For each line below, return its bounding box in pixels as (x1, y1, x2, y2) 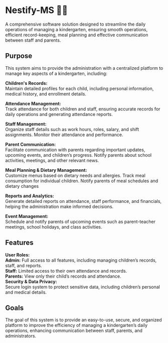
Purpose (5, 52, 33, 60)
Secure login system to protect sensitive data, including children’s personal (5, 284, 160, 290)
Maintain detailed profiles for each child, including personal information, (5, 85, 154, 91)
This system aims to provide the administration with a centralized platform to (5, 65, 163, 71)
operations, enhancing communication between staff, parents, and (5, 327, 143, 333)
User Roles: (5, 252, 30, 258)
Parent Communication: (5, 141, 56, 147)
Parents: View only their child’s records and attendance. (5, 273, 121, 279)
